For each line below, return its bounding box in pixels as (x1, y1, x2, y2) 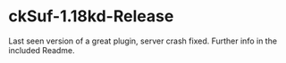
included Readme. (8, 44, 75, 55)
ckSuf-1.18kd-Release (8, 6, 174, 27)
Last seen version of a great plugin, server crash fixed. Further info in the (8, 35, 278, 46)
